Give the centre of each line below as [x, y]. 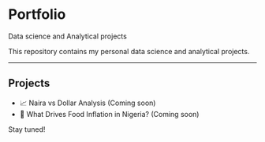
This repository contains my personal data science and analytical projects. [129, 51]
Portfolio [37, 15]
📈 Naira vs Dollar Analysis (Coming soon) [88, 103]
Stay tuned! [27, 129]
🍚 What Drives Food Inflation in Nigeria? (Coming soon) [109, 114]
